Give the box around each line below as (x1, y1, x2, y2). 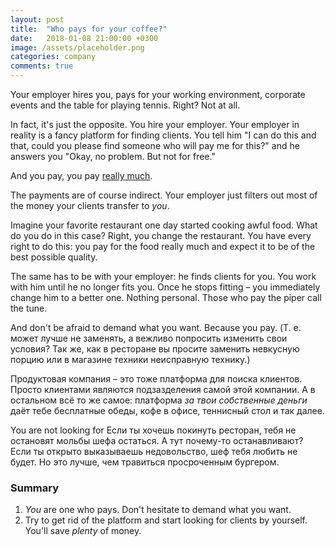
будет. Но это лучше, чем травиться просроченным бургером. (10, 456, 280, 468)
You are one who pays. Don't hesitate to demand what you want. (24, 504, 292, 516)
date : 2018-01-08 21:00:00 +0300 (10, 33, 159, 43)
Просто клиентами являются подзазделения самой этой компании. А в (10, 384, 316, 395)
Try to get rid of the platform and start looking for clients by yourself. (24, 514, 308, 526)
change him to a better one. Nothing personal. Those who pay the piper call (10, 292, 322, 303)
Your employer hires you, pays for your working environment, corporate (10, 89, 306, 100)
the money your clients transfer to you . (10, 200, 170, 211)
